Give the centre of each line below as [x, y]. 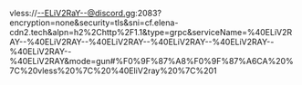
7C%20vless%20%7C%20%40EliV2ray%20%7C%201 [113, 71]
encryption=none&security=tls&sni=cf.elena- [94, 23]
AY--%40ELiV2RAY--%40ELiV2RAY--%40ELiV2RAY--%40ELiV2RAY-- [142, 42]
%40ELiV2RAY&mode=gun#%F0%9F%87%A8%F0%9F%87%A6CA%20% [151, 61]
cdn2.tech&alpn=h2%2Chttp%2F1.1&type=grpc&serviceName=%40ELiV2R [151, 32]
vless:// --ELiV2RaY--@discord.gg [73, 13]
